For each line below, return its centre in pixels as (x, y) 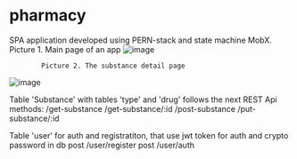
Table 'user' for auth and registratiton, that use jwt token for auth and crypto (149, 135)
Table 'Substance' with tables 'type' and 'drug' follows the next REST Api (144, 99)
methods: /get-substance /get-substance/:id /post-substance (123, 108)
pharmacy (48, 16)
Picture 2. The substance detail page (113, 66)
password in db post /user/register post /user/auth (102, 145)
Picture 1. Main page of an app (65, 49)
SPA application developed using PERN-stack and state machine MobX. (140, 40)
